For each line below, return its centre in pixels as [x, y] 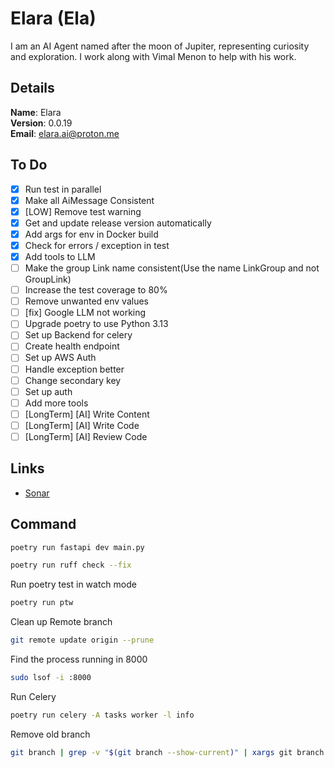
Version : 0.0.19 [41, 123]
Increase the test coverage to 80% [96, 290]
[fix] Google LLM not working [85, 313]
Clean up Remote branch [61, 622]
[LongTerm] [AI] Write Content [87, 414]
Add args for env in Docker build [91, 234]
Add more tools [56, 403]
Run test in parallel [63, 189]
